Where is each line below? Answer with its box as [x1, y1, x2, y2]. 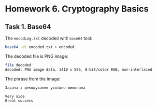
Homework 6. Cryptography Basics [5, 3, 149, 14]
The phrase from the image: [5, 76, 60, 81]
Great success [5, 98, 34, 103]
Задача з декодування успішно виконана [5, 85, 86, 90]
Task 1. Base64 [5, 23, 52, 31]
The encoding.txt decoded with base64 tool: [5, 35, 93, 41]
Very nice [5, 94, 25, 99]
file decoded [5, 63, 31, 67]
